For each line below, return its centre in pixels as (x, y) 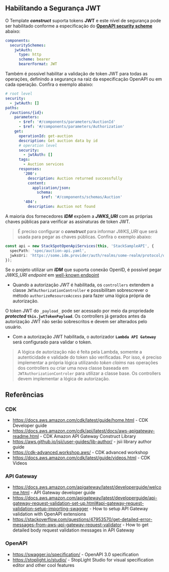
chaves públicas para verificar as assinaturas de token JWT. (68, 222)
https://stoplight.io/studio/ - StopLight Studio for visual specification (83, 560)
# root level (19, 94)
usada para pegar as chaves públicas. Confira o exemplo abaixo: (84, 237)
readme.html (26, 436)
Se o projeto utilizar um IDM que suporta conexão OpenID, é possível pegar (83, 270)
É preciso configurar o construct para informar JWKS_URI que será (87, 231)
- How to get (136, 525)
